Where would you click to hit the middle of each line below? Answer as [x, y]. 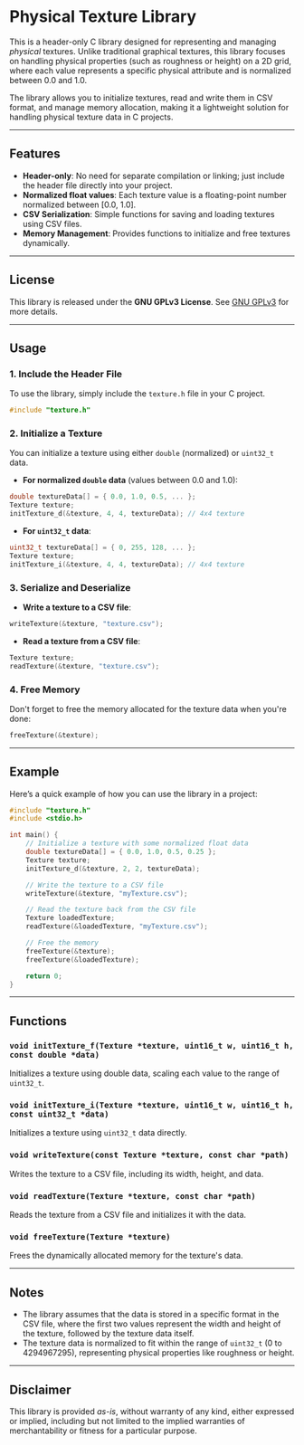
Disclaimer [40, 1389]
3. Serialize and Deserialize [70, 587]
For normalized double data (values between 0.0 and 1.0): [130, 480]
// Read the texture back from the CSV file [111, 910]
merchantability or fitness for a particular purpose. [103, 1431]
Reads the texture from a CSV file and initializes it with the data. [128, 1215]
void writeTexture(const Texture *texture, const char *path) [149, 1155]
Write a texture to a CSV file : [77, 607]
